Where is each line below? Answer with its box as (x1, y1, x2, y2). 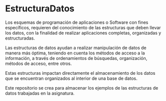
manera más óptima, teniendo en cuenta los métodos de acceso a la (5, 50, 145, 56)
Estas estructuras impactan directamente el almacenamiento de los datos (5, 70, 156, 76)
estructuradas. (5, 35, 35, 41)
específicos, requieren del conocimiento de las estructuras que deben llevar (5, 24, 161, 30)
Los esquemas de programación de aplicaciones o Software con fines (5, 19, 149, 25)
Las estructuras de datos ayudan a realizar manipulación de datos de (5, 45, 147, 50)
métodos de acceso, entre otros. (5, 60, 72, 66)
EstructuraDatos (5, 3, 75, 14)
